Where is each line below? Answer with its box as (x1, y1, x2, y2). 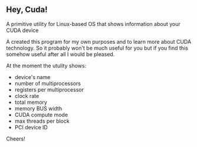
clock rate (14, 92, 40, 99)
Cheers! (6, 135, 25, 142)
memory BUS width (14, 104, 63, 112)
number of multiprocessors (14, 80, 81, 87)
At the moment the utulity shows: (6, 62, 87, 69)
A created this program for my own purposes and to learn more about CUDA (6, 38, 192, 45)
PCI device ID (14, 123, 48, 130)
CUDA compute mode (14, 111, 68, 118)
